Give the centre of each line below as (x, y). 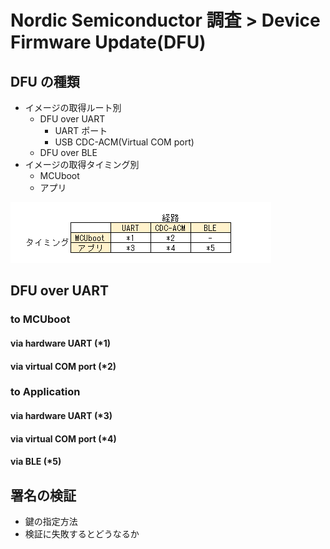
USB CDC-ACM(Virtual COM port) (124, 142)
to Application (45, 392)
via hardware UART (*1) (60, 343)
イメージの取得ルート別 (73, 107)
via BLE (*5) (36, 462)
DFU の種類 (45, 81)
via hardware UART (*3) (61, 416)
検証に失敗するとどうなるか (82, 534)
